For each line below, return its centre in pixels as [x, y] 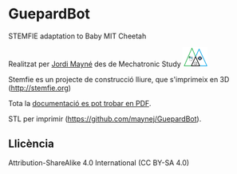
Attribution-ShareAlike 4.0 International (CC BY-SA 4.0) [99, 163]
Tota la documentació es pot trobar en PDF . [80, 103]
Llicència [31, 144]
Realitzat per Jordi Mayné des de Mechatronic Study [95, 64]
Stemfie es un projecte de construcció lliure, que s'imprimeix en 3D [119, 79]
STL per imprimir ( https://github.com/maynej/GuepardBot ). [105, 119]
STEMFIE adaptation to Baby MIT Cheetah [77, 36]
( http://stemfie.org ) [40, 88]
